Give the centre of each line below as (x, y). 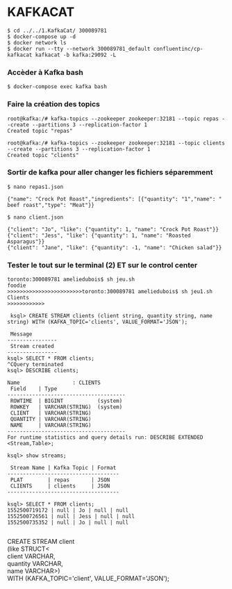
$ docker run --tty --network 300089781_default (79, 49)
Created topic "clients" (43, 155)
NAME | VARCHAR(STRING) (51, 425)
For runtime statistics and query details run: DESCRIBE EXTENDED (105, 438)
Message (21, 334)
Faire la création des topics (54, 104)
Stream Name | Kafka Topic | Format (63, 468)
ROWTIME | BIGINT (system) (66, 401)
